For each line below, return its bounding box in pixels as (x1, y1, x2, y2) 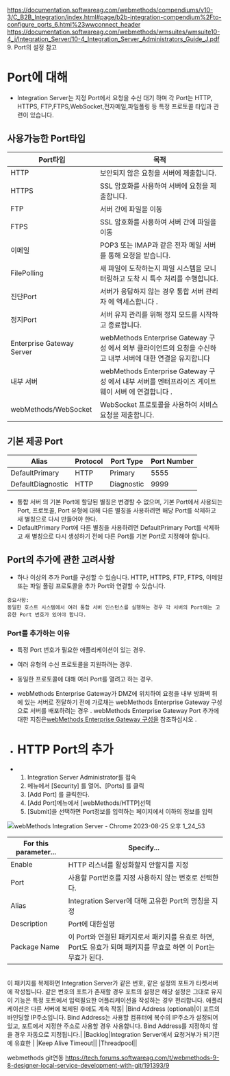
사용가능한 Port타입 (7, 133, 86, 145)
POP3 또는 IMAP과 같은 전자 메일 (100, 240, 202, 250)
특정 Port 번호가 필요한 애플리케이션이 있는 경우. (16, 645, 146, 654)
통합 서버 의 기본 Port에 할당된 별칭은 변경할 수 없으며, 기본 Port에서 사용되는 (16, 498, 223, 506)
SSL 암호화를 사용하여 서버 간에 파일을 (100, 217, 217, 226)
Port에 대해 (7, 70, 68, 85)
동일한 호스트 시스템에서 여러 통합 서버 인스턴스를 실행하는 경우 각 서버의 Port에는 (7, 604, 213, 611)
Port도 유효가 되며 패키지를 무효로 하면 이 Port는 (68, 942, 216, 952)
